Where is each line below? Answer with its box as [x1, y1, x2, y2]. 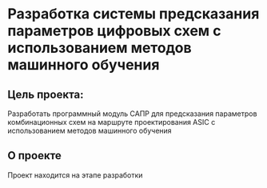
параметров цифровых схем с [7, 22, 221, 40]
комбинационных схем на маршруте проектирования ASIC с [7, 118, 216, 126]
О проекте [7, 149, 62, 162]
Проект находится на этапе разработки [7, 170, 143, 180]
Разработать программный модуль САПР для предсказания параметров [7, 109, 257, 118]
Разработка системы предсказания [7, 5, 260, 23]
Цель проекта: [7, 87, 85, 101]
